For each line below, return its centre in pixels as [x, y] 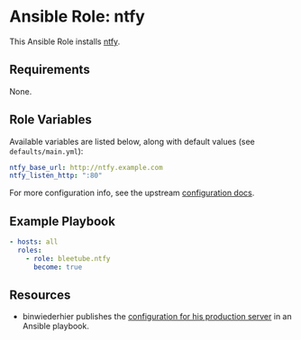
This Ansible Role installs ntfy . [65, 41]
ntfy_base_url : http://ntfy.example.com [87, 167]
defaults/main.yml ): [46, 151]
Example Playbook [62, 221]
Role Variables [50, 120]
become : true [58, 267]
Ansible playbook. [56, 327]
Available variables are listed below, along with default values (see [132, 141]
